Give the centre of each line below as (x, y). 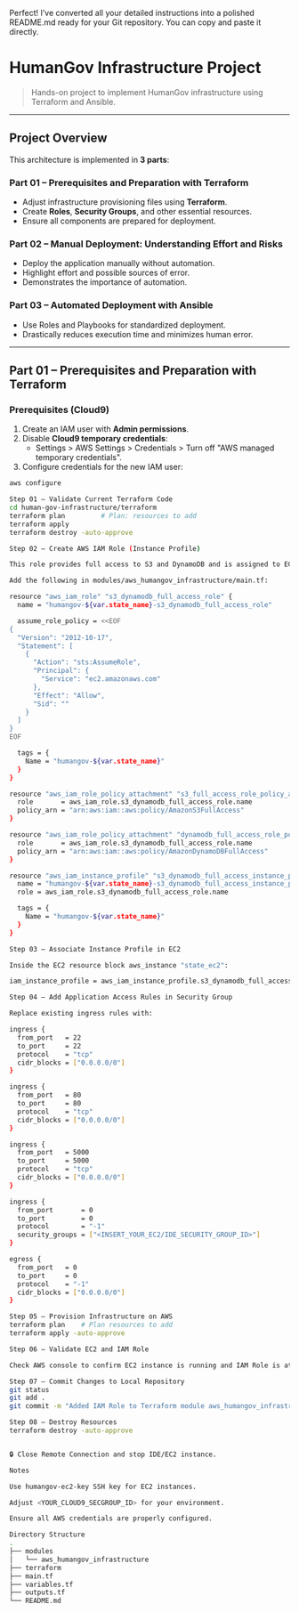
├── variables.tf (41, 1584)
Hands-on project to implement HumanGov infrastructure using (147, 92)
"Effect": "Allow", (69, 695)
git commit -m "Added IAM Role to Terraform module (107, 1406)
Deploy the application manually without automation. (118, 263)
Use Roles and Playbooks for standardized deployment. (124, 325)
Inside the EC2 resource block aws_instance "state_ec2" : (119, 965)
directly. (24, 32)
